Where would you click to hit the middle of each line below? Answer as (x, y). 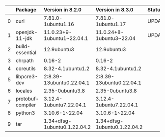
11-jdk (24, 38)
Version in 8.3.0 (114, 10)
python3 (25, 113)
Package (26, 10)
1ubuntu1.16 (59, 24)
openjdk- (27, 32)
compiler (26, 105)
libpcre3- (27, 77)
